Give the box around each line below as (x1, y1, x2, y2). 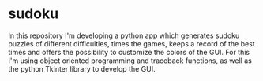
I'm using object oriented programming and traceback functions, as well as (8, 56, 253, 65)
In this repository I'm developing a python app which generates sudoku (8, 31, 240, 40)
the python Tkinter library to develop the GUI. (8, 64, 156, 73)
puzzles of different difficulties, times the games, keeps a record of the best (8, 39, 255, 48)
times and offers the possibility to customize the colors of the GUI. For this (8, 47, 250, 57)
